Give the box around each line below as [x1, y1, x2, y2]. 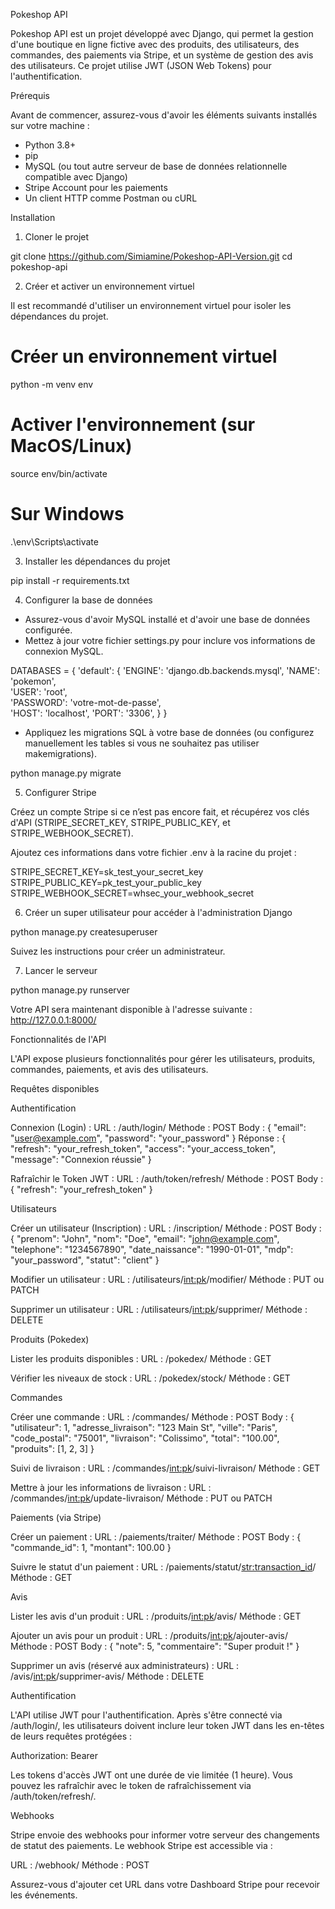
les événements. [10, 1889, 78, 1901]
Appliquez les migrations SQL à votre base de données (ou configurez [24, 726, 315, 738]
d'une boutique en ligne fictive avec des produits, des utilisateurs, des [10, 39, 300, 50]
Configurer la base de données [24, 594, 153, 606]
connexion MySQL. [24, 645, 104, 657]
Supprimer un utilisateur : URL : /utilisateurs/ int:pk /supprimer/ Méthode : [10, 1303, 308, 1315]
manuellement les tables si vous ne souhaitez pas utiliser [24, 737, 260, 749]
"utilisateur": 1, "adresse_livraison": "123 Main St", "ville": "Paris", [10, 1421, 278, 1433]
